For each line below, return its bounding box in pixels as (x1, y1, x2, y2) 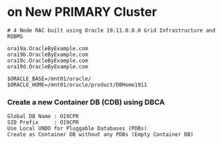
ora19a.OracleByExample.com (7, 45, 89, 52)
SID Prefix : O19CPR (7, 119, 79, 126)
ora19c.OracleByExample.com (7, 57, 89, 64)
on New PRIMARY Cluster (7, 4, 157, 20)
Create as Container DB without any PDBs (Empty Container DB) (7, 131, 194, 138)
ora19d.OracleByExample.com (7, 63, 89, 70)
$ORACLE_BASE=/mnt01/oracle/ (7, 75, 92, 82)
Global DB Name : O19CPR (7, 113, 79, 120)
